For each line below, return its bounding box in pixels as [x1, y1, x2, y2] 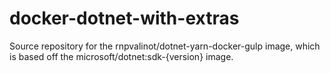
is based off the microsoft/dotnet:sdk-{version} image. [9, 50, 234, 62]
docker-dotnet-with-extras [9, 7, 240, 30]
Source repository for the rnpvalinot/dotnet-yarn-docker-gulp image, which [9, 40, 321, 52]
